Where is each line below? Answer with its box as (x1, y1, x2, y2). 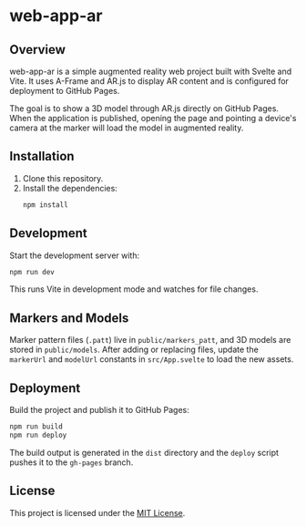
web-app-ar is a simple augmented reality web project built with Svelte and (9, 66, 292, 77)
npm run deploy (9, 430, 67, 439)
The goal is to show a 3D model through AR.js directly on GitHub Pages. (9, 103, 280, 114)
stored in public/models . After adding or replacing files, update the (9, 344, 260, 356)
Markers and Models (9, 310, 129, 325)
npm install (22, 200, 68, 210)
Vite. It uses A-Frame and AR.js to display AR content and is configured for (9, 76, 290, 87)
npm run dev (9, 267, 55, 276)
